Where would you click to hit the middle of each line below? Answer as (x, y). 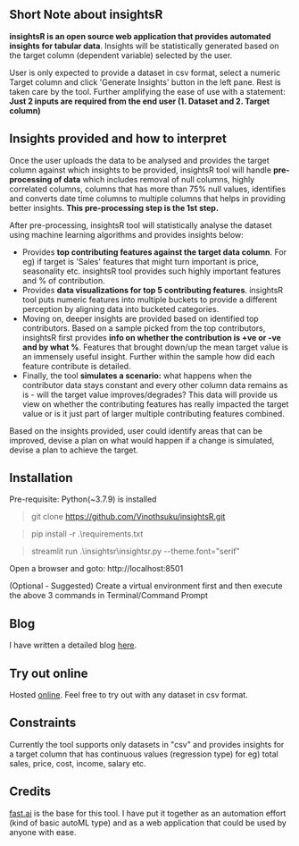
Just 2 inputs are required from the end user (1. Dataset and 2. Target (140, 101)
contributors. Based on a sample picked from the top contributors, (144, 328)
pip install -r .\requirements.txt (87, 534)
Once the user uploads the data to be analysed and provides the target (139, 160)
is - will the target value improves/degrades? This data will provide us (150, 394)
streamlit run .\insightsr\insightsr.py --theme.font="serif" (135, 551)
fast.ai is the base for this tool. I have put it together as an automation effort (148, 813)
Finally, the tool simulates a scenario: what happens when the (137, 376)
